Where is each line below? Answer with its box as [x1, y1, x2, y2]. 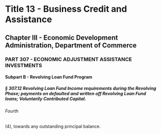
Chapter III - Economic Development [5, 33, 118, 42]
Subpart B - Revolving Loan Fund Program [5, 74, 92, 80]
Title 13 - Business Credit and [5, 3, 127, 15]
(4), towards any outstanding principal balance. [5, 123, 101, 129]
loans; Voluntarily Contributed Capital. [5, 96, 86, 102]
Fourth [5, 108, 19, 114]
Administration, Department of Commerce [5, 41, 137, 50]
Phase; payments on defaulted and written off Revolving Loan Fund [5, 90, 146, 96]
